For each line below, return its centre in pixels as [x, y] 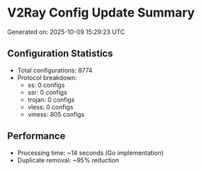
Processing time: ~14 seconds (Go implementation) [91, 153]
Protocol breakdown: [47, 77]
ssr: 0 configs [47, 92]
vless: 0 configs [50, 107]
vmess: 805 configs [56, 114]
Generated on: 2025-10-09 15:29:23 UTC [66, 32]
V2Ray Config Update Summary [101, 13]
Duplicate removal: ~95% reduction [68, 160]
